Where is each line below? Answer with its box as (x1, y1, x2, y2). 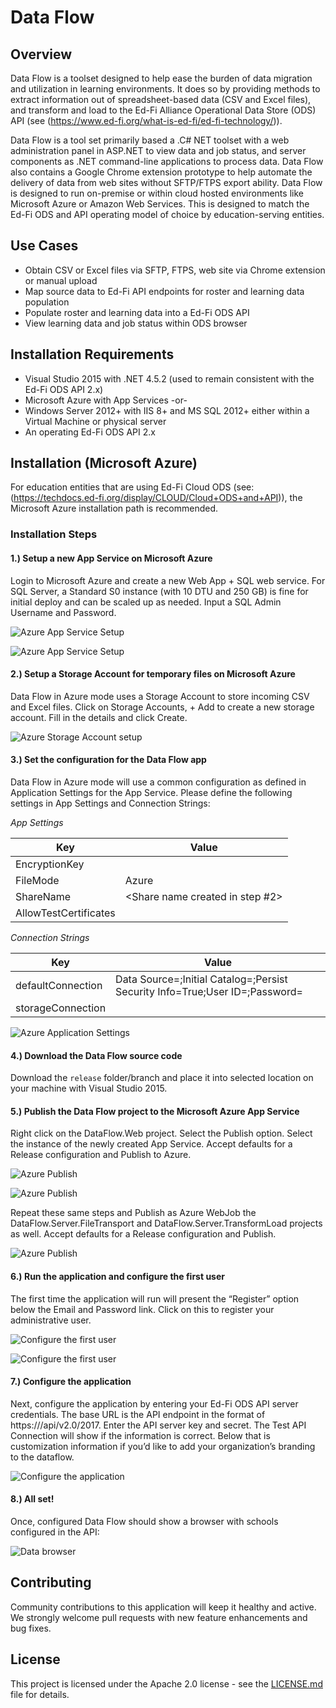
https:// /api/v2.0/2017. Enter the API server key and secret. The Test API (10, 1419, 307, 1431)
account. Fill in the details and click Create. (10, 711, 188, 723)
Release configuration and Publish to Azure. (10, 1149, 192, 1161)
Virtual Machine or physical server (24, 415, 167, 427)
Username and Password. (10, 606, 117, 618)
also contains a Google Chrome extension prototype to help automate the (10, 166, 313, 178)
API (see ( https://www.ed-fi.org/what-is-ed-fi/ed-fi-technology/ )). (10, 115, 283, 126)
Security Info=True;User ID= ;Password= (115, 984, 303, 998)
